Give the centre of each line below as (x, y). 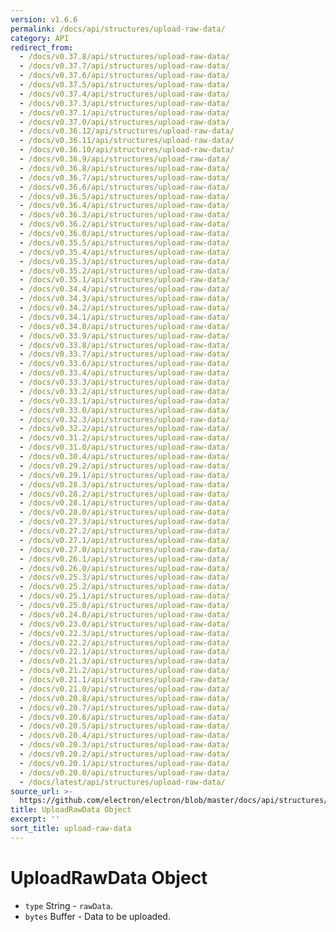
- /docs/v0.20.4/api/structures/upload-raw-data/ (124, 736)
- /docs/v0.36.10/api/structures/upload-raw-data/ (127, 150)
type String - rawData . (69, 905)
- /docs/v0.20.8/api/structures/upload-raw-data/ (124, 698)
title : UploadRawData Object (71, 810)
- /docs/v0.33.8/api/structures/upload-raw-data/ (124, 345)
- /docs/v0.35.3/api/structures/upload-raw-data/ (124, 261)
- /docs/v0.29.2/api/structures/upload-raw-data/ (124, 466)
